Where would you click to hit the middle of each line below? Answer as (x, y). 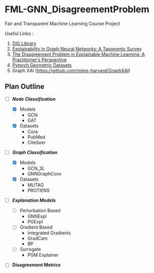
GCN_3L (36, 168)
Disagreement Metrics (36, 265)
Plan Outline (24, 87)
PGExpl (35, 222)
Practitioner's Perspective (39, 59)
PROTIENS (39, 191)
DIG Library (24, 43)
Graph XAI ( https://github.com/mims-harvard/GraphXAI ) (71, 71)
